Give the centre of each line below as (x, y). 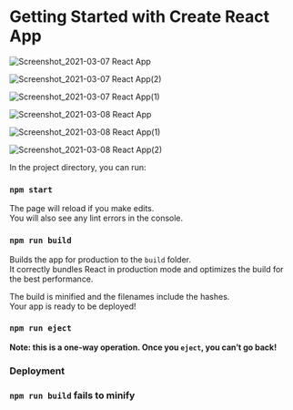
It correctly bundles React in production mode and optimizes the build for (146, 269)
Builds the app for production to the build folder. (101, 259)
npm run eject (40, 328)
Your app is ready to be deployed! (73, 306)
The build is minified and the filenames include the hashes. (120, 296)
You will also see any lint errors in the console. (96, 218)
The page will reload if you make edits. (82, 209)
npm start (31, 190)
